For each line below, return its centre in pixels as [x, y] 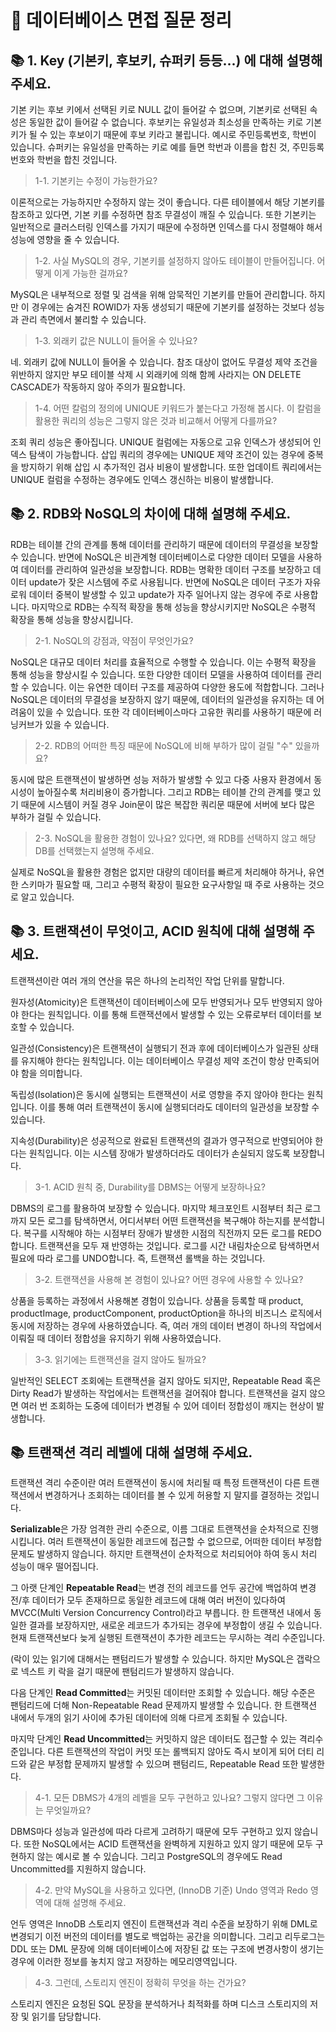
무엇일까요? [68, 1810]
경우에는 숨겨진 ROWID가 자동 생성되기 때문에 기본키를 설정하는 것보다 [169, 307]
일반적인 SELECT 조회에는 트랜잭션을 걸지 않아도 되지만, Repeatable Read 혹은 [166, 1380]
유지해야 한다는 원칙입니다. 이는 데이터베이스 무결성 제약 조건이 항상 [152, 1060]
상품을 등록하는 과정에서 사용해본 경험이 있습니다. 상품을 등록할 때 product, [157, 1300]
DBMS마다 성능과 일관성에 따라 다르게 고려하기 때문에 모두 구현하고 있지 [151, 1832]
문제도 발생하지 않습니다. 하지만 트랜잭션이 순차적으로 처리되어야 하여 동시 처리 [164, 1554]
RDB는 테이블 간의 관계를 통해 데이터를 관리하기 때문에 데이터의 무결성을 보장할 [164, 544]
